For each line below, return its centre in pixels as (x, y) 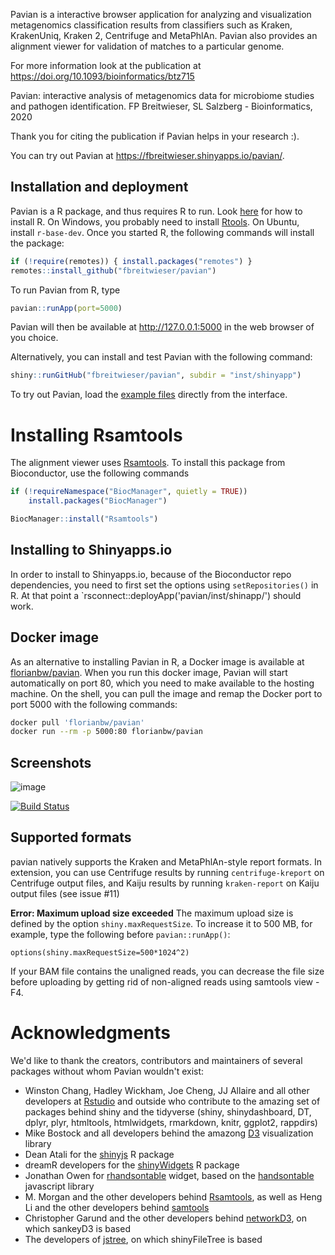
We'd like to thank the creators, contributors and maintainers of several (156, 1060)
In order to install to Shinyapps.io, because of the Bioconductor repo (151, 574)
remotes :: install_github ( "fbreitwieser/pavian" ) (113, 270)
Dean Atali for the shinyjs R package (99, 1154)
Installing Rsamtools (96, 435)
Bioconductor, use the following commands (100, 473)
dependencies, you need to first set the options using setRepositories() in (164, 585)
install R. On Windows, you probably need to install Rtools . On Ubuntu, (155, 221)
